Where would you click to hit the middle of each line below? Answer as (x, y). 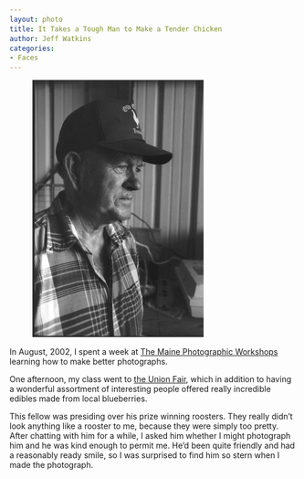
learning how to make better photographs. (89, 362)
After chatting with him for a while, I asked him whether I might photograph (150, 436)
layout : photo (37, 19)
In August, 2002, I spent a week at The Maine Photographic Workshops (144, 352)
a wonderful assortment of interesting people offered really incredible (140, 389)
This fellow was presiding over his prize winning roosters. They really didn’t (152, 417)
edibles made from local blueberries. (79, 399)
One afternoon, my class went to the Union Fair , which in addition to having (151, 379)
